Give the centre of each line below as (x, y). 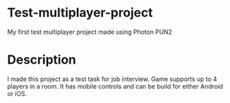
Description (42, 60)
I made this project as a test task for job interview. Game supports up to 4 (112, 79)
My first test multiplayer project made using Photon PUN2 (90, 32)
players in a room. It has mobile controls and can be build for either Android (115, 86)
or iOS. (17, 93)
